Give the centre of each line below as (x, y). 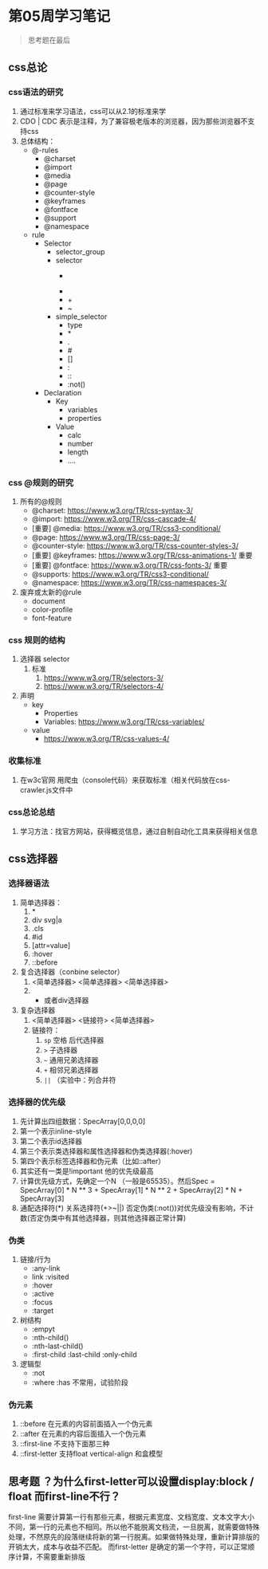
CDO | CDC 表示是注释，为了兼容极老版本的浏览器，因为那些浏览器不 (134, 121)
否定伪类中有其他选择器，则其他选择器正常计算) (108, 1217)
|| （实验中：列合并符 (80, 1079)
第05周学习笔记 (59, 16)
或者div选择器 (66, 1000)
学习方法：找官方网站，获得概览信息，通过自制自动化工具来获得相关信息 (138, 831)
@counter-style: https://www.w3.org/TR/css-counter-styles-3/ (135, 545)
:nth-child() (50, 1338)
